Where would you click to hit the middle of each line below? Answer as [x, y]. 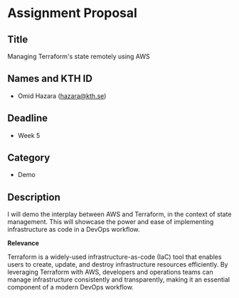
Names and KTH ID [50, 79]
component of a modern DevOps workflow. [70, 287]
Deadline [28, 118]
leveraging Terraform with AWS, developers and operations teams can [110, 272]
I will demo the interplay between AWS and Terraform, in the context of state [119, 214]
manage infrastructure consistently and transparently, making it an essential [118, 280]
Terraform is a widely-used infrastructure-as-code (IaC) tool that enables [115, 257]
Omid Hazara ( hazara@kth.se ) [62, 96]
